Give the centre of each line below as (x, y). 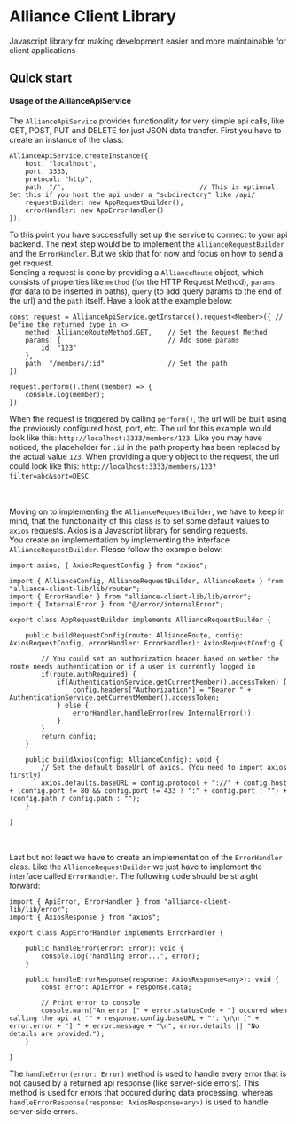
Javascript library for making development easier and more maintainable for (148, 41)
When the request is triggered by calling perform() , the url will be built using (148, 418)
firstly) (25, 775)
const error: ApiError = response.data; (117, 987)
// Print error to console (91, 1002)
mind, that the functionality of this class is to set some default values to (139, 520)
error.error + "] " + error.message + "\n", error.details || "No (134, 1026)
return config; (69, 736)
